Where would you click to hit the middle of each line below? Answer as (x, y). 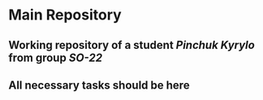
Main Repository (65, 15)
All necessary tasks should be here (99, 85)
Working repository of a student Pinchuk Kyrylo (132, 45)
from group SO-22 (56, 57)
